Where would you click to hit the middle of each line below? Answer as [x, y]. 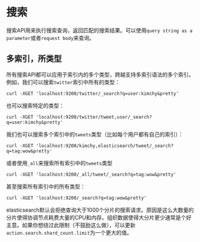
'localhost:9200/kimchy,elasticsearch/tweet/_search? [105, 146]
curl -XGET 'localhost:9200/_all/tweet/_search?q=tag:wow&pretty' [91, 174]
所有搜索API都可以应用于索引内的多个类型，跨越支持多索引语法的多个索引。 [100, 74]
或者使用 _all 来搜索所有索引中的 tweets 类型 [59, 163]
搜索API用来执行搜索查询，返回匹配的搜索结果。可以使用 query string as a [99, 30]
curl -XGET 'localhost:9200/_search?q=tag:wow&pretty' [77, 198]
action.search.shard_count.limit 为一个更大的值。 [69, 232]
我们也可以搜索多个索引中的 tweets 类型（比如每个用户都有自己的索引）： [95, 134]
